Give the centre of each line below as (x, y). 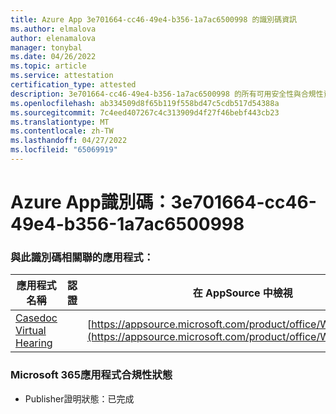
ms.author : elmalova (53, 29)
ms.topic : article (48, 66)
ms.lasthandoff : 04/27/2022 (69, 141)
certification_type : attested (73, 85)
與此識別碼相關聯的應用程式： (82, 257)
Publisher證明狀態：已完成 (79, 398)
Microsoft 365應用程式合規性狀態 (91, 375)
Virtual (31, 331)
